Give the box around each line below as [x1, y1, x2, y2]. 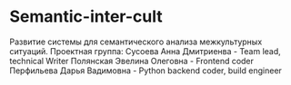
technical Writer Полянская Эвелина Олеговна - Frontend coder [9, 55, 255, 66]
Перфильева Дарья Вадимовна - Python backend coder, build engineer [9, 65, 282, 76]
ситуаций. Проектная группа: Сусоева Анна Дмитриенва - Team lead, [9, 45, 282, 56]
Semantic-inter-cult [9, 6, 163, 27]
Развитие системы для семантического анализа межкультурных [9, 36, 263, 47]
